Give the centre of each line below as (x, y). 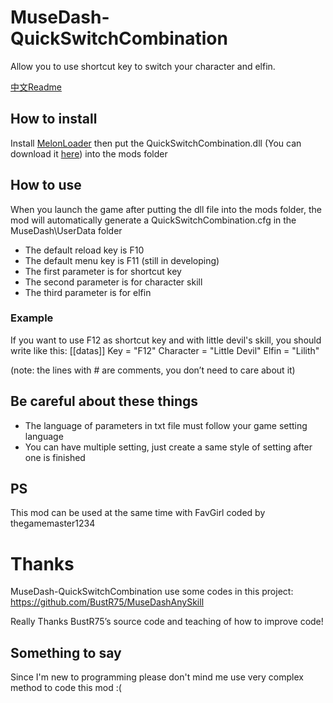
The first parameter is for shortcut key (103, 271)
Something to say (66, 652)
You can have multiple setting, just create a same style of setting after (168, 447)
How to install (54, 119)
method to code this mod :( (66, 688)
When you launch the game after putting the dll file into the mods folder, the (166, 209)
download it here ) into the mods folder (89, 153)
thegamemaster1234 (53, 523)
